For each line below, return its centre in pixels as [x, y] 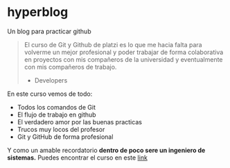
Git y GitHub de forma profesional [65, 137]
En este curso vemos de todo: [50, 94]
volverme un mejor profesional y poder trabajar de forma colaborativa [124, 52]
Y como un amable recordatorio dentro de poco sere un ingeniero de [106, 150]
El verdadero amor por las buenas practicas [79, 121]
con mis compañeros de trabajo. [70, 67]
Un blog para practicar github [49, 31]
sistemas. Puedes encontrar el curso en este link [77, 158]
